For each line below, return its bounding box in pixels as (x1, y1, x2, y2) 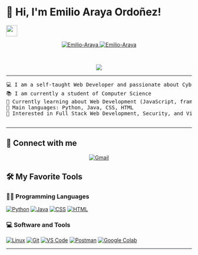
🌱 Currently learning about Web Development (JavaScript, (6, 98, 177, 105)
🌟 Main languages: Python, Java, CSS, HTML (6, 104, 134, 111)
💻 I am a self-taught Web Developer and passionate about (6, 81, 180, 88)
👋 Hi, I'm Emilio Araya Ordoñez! (6, 5, 161, 19)
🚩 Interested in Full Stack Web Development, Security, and (6, 110, 184, 117)
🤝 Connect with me (6, 138, 77, 148)
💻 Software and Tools (6, 221, 71, 229)
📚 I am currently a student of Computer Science (6, 90, 152, 97)
